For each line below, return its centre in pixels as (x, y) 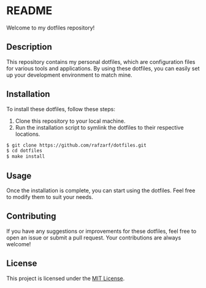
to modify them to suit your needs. (50, 197)
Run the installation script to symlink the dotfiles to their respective (99, 127)
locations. (28, 134)
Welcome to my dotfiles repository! (51, 28)
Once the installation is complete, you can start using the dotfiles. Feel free (101, 190)
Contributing (31, 216)
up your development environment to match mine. (70, 75)
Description (29, 47)
